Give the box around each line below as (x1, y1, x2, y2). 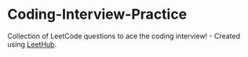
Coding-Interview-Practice (7, 5, 188, 23)
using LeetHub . (7, 39, 57, 48)
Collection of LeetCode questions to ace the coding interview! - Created (7, 31, 241, 41)
